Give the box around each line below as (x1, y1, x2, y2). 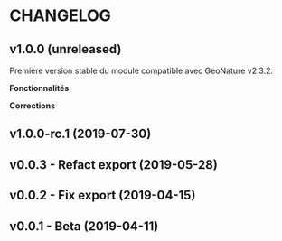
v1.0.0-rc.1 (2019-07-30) (9, 126, 152, 142)
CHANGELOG (9, 5, 111, 26)
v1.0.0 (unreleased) (9, 42, 122, 57)
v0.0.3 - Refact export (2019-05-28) (9, 157, 219, 172)
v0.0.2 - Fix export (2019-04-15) (9, 188, 196, 203)
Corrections (9, 100, 56, 111)
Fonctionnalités (9, 83, 70, 93)
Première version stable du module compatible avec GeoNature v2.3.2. (9, 65, 274, 76)
